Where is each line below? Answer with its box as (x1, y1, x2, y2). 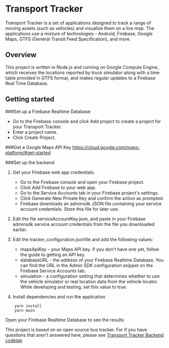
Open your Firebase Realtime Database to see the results (5, 317, 124, 323)
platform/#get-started (5, 149, 51, 156)
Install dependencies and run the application (12, 293, 105, 299)
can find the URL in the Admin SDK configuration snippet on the (20, 262, 153, 268)
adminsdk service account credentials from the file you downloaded (12, 221, 155, 227)
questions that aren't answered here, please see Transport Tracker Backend (5, 332, 164, 338)
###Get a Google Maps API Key (5, 144, 72, 150)
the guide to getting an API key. (20, 251, 86, 257)
